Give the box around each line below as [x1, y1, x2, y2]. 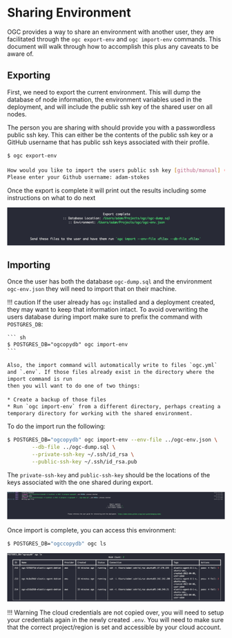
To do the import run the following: [7, 422, 106, 430]
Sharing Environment [7, 5, 131, 21]
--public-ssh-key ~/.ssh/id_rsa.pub [32, 458, 137, 465]
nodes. [7, 110, 27, 118]
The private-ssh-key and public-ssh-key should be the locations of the [7, 470, 211, 479]
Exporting [7, 70, 50, 81]
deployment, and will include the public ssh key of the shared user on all [7, 102, 213, 111]
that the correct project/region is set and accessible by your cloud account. [7, 623, 222, 632]
